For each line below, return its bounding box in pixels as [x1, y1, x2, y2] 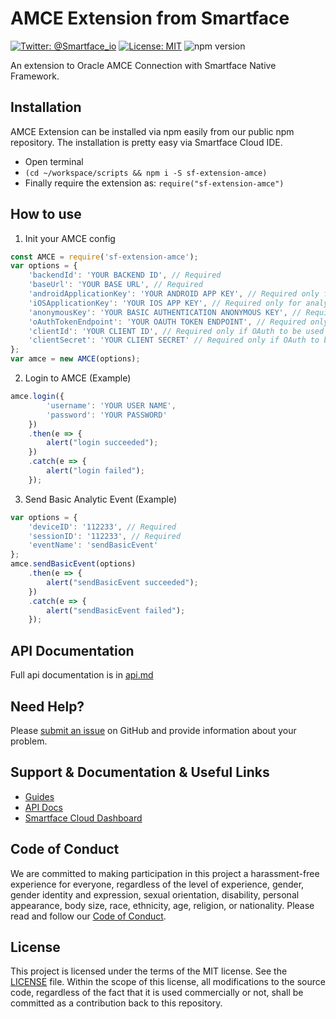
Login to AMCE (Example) [24, 372, 132, 384]
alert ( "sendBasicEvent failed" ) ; [46, 605, 186, 616]
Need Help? [10, 698, 85, 715]
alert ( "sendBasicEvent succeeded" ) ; [46, 577, 199, 587]
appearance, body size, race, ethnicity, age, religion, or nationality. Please [10, 899, 315, 911]
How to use [10, 206, 82, 223]
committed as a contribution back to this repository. [10, 997, 223, 1009]
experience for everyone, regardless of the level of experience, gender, [10, 878, 305, 890]
